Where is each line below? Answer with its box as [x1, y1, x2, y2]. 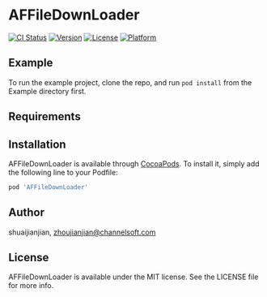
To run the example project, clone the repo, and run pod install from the [8, 77, 252, 87]
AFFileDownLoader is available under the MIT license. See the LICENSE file [8, 272, 259, 282]
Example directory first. [8, 86, 87, 96]
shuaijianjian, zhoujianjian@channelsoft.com [8, 227, 156, 237]
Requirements [8, 110, 81, 123]
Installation [8, 137, 66, 151]
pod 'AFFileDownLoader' [8, 183, 89, 192]
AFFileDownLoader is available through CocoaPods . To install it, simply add [8, 158, 261, 168]
